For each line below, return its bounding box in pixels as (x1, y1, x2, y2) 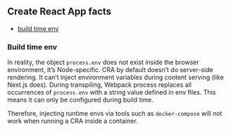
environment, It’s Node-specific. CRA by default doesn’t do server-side (7, 66, 213, 74)
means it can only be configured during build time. (7, 95, 154, 104)
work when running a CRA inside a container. (7, 116, 139, 126)
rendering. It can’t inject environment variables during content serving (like (7, 73, 224, 82)
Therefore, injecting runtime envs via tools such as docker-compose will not (7, 109, 223, 118)
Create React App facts (7, 6, 111, 18)
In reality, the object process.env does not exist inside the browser (7, 58, 199, 66)
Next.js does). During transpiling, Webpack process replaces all (7, 80, 192, 89)
